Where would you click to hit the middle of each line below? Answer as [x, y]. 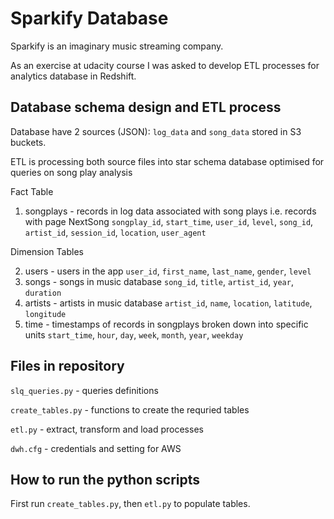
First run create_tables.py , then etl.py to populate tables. [130, 504]
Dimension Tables [47, 251]
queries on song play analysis [71, 172]
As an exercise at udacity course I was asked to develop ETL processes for [165, 65]
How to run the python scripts [105, 479]
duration [43, 293]
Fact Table [32, 191]
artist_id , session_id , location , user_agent [115, 232]
